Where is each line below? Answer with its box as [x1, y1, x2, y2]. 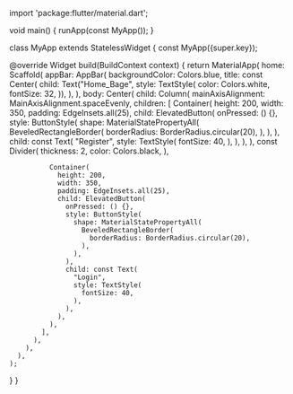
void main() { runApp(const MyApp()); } [9, 25, 154, 35]
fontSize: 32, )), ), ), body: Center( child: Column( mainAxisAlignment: [9, 89, 266, 99]
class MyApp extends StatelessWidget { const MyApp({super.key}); [9, 42, 258, 53]
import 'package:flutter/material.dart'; [9, 8, 149, 18]
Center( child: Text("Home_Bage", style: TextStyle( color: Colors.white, [9, 79, 271, 89]
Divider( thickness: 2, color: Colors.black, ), [9, 145, 169, 156]
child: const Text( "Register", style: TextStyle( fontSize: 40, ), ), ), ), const [9, 136, 278, 146]
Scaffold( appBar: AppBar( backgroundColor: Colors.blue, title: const [9, 69, 263, 80]
